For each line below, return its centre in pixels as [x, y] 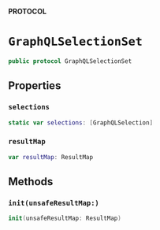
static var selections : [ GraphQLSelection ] [81, 122]
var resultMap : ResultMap [50, 157]
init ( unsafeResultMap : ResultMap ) [65, 219]
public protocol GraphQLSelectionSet [70, 61]
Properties [35, 86]
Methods [31, 182]
